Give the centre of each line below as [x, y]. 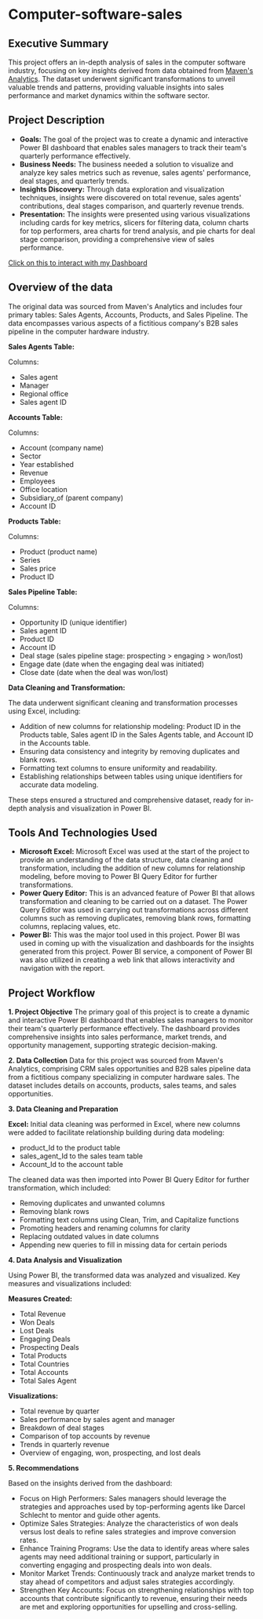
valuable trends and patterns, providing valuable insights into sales [116, 87]
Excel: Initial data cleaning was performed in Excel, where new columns [124, 1125]
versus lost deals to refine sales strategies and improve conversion [128, 1532]
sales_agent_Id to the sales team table [81, 1156]
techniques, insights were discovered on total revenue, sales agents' [130, 197]
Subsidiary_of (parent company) [71, 498]
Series [30, 560]
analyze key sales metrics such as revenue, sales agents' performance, [135, 172]
